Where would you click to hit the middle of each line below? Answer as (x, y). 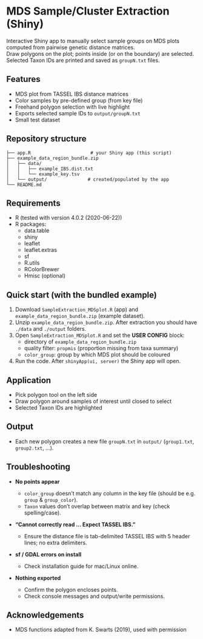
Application (29, 380)
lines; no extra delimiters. (55, 543)
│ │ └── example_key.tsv (43, 174)
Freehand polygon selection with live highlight (72, 107)
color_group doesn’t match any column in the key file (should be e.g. (110, 493)
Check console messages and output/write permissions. (95, 596)
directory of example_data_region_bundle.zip (80, 342)
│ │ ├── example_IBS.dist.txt (50, 169)
